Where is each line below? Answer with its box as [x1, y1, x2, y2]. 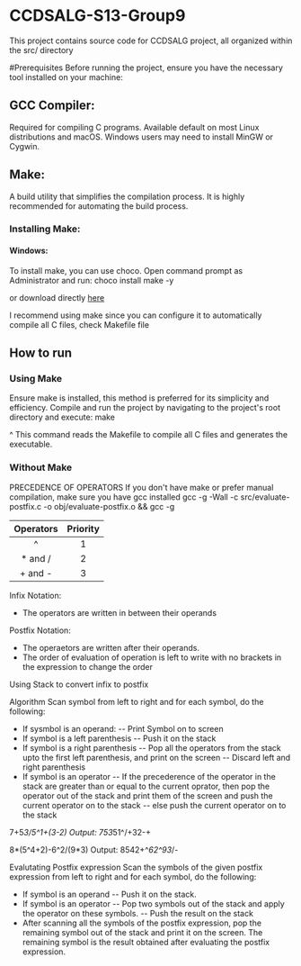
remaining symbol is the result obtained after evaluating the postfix [22, 936, 270, 947]
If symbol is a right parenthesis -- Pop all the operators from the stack [22, 742, 281, 753]
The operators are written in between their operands [22, 607, 217, 618]
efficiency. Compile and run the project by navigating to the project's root [9, 402, 281, 413]
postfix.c [9, 501, 42, 511]
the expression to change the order [22, 661, 154, 672]
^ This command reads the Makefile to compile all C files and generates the [9, 429, 288, 440]
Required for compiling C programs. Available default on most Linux [9, 122, 260, 132]
